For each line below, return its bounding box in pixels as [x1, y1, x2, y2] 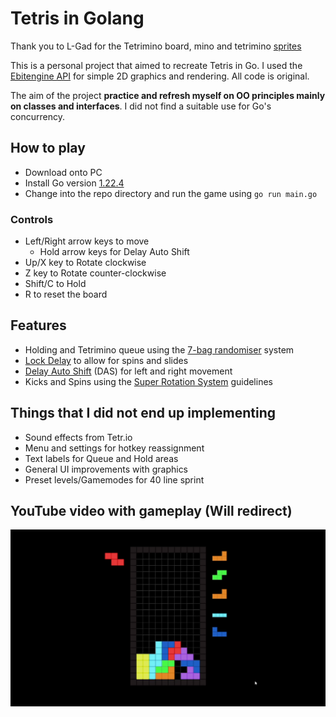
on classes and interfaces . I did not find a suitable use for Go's [10, 100, 272, 112]
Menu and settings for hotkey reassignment [24, 442, 205, 454]
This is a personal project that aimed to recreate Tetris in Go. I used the [10, 59, 303, 71]
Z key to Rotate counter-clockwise [24, 267, 167, 279]
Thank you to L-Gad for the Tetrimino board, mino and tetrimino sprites [10, 40, 302, 52]
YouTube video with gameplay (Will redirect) [10, 503, 293, 520]
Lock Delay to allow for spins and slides [24, 354, 189, 366]
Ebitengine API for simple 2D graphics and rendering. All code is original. [10, 70, 310, 82]
